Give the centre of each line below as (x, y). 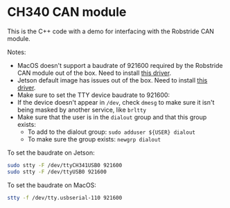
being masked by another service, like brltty (82, 110)
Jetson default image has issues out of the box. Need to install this (112, 80)
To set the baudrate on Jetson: (51, 153)
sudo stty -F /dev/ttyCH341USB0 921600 (65, 165)
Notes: (17, 52)
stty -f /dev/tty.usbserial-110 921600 (65, 198)
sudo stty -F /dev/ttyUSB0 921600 (57, 172)
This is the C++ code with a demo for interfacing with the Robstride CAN (111, 31)
